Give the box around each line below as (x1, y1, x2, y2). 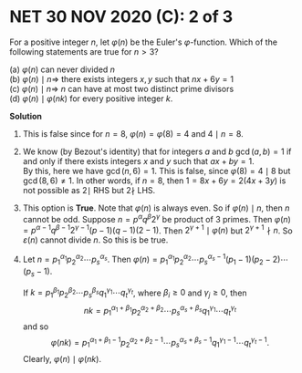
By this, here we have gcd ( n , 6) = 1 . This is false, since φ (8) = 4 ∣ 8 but (22, 165, 291, 176)
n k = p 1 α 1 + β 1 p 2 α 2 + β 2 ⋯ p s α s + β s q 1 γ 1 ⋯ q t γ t (83, 303, 237, 318)
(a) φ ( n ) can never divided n (9, 64, 116, 75)
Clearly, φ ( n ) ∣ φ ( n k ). (22, 353, 102, 364)
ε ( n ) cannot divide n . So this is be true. (22, 234, 169, 245)
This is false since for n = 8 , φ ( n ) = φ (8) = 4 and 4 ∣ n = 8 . (22, 128, 244, 139)
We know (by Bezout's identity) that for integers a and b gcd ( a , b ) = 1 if (22, 146, 292, 157)
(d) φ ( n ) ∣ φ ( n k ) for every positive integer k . (9, 93, 173, 104)
